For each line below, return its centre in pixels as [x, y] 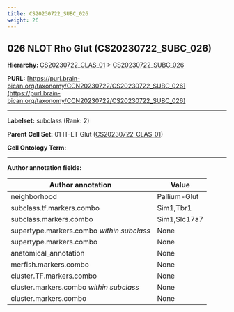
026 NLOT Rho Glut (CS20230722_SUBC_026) [110, 48]
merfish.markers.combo [50, 265]
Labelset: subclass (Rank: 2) [48, 121]
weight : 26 [23, 20]
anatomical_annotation [48, 253]
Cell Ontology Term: [37, 148]
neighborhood [34, 197]
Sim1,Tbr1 [174, 208]
